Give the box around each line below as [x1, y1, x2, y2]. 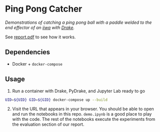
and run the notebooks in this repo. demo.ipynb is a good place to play [12, 111, 152, 117]
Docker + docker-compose [12, 61, 63, 66]
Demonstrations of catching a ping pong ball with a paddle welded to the [5, 19, 152, 25]
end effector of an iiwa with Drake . [5, 24, 75, 30]
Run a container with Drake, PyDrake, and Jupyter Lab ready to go [12, 88, 145, 94]
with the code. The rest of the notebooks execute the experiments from [12, 116, 156, 122]
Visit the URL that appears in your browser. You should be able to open [12, 106, 154, 112]
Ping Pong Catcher [5, 3, 83, 15]
